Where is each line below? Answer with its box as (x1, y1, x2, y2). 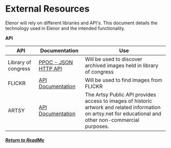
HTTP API (39, 65, 62, 72)
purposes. (84, 123, 109, 130)
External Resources (5, 3, 90, 15)
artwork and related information (84, 103, 161, 110)
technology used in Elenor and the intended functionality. (5, 25, 126, 31)
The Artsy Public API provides (84, 91, 156, 98)
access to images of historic (84, 97, 153, 104)
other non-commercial (84, 116, 139, 123)
